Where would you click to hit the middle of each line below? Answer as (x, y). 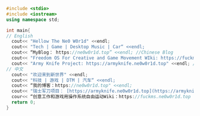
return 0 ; (24, 102)
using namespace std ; (33, 20)
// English (20, 36)
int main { (18, 30)
